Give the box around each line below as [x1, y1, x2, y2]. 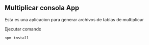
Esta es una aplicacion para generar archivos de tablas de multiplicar [4, 16, 144, 22]
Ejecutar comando [4, 26, 42, 32]
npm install [4, 35, 29, 40]
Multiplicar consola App [4, 4, 79, 12]
